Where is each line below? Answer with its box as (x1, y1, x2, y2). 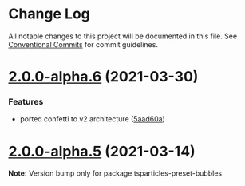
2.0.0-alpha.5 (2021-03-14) (8, 142, 196, 160)
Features (8, 97, 44, 108)
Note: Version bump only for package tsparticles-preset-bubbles (8, 168, 222, 178)
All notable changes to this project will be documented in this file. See (8, 31, 238, 41)
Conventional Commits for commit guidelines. (8, 39, 158, 49)
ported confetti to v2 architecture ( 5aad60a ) (19, 114, 165, 124)
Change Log (8, 5, 90, 23)
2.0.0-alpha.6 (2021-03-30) (8, 68, 199, 86)
